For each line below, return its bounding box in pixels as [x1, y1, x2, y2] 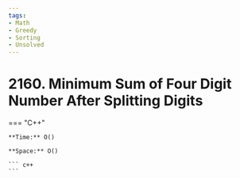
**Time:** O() [8, 134, 56, 142]
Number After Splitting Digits [8, 92, 203, 110]
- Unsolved [8, 41, 45, 49]
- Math [8, 19, 30, 27]
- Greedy [8, 26, 37, 34]
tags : [8, 11, 26, 20]
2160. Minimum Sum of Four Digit [8, 75, 232, 93]
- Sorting [8, 33, 41, 42]
